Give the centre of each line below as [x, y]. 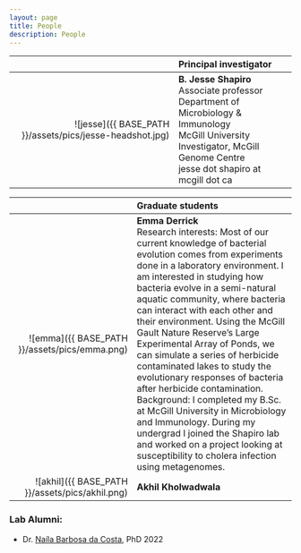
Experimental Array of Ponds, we [206, 344]
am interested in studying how [200, 276]
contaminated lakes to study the [204, 366]
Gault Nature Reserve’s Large [198, 333]
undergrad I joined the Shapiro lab [208, 433]
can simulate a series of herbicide [208, 355]
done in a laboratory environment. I [210, 266]
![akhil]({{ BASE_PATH [82, 481]
